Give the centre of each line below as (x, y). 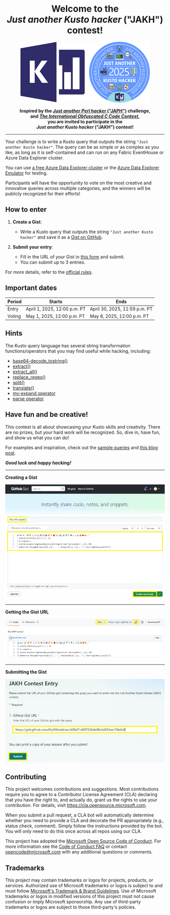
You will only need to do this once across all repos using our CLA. (74, 831)
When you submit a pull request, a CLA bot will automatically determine (80, 815)
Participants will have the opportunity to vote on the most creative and (78, 183)
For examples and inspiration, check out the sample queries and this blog (82, 447)
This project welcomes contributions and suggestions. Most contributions (82, 789)
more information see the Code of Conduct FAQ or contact (66, 846)
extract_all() (25, 372)
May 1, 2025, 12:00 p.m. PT (55, 316)
